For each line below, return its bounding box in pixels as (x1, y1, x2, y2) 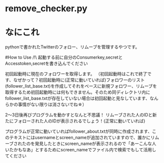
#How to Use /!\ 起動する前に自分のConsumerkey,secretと (5, 54, 123, 60)
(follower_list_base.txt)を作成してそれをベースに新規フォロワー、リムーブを (5, 83, 158, 89)
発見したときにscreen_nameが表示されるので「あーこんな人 (35, 140, 157, 147)
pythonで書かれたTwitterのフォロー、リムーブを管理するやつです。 (5, 44, 140, 50)
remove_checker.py (5, 3, 88, 14)
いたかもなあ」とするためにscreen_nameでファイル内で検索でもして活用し (5, 147, 157, 153)
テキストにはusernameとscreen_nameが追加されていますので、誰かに (9, 135, 151, 140)
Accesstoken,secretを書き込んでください (5, 61, 88, 67)
